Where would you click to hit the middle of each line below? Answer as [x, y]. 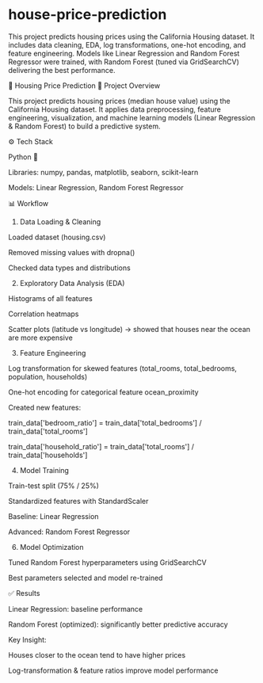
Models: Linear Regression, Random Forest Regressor [96, 187]
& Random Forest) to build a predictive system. [84, 126]
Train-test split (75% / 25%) [53, 486]
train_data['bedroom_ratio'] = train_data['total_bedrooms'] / [105, 422]
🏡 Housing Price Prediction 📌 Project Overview [84, 86]
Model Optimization [52, 547]
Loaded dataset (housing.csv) [57, 237]
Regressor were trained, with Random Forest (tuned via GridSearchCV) [124, 62]
